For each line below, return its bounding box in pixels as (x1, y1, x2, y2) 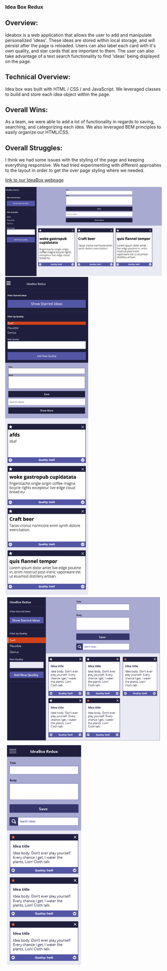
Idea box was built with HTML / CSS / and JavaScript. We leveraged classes (5, 86, 161, 92)
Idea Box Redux (5, 3, 44, 10)
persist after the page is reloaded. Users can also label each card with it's (5, 42, 156, 48)
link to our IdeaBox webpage (5, 177, 64, 183)
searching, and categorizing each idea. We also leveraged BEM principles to (5, 124, 162, 130)
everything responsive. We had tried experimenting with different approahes (5, 162, 162, 168)
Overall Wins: (5, 105, 48, 114)
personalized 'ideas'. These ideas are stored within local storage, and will (5, 37, 155, 43)
